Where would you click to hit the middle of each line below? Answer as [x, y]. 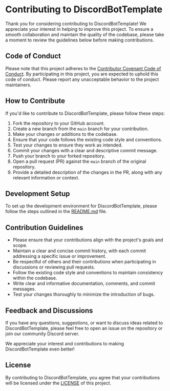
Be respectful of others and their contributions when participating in [84, 262]
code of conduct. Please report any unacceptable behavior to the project [82, 79]
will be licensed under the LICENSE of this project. [58, 383]
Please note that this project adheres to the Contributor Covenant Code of [83, 68]
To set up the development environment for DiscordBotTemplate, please [81, 206]
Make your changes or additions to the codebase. [65, 134]
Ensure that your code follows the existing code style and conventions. [87, 139]
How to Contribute [35, 101]
